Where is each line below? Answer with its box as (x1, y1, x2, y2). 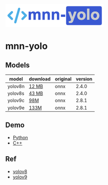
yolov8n (7, 83, 25, 89)
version (76, 76, 93, 82)
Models (5, 60, 30, 69)
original (55, 76, 72, 82)
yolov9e (7, 105, 25, 111)
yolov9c (7, 97, 25, 104)
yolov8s (7, 90, 25, 96)
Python (12, 134, 28, 140)
